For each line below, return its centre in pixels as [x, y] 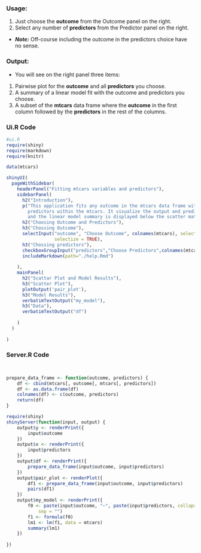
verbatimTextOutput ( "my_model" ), [64, 300]
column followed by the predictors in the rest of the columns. [90, 112]
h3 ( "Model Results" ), [49, 295]
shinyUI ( [17, 178]
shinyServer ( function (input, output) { [56, 422]
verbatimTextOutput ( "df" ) [54, 312]
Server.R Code [28, 355]
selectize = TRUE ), [78, 239]
